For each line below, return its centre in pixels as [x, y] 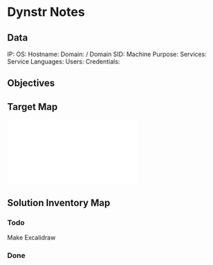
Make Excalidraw [31, 237]
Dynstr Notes [46, 12]
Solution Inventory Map [59, 202]
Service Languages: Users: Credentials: [64, 62]
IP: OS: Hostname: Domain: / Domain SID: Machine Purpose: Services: [107, 54]
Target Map [33, 107]
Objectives [31, 83]
